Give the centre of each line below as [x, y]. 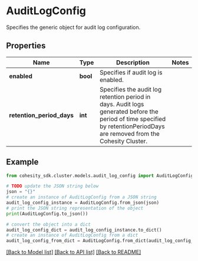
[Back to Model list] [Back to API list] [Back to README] [74, 252]
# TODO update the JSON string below [52, 186]
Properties [26, 46]
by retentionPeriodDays [132, 126]
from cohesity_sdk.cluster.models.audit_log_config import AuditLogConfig [100, 175]
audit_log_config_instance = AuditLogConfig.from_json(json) [83, 203]
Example [22, 162]
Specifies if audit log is [131, 72]
